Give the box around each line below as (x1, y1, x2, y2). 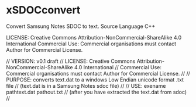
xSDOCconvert (6, 3, 81, 17)
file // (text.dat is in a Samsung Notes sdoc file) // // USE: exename (6, 82, 166, 89)
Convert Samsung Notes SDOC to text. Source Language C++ (6, 23, 156, 30)
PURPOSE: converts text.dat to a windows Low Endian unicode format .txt (6, 76, 184, 83)
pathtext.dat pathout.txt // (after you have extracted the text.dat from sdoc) (6, 88, 187, 95)
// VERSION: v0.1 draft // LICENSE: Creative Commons (6, 58, 136, 65)
